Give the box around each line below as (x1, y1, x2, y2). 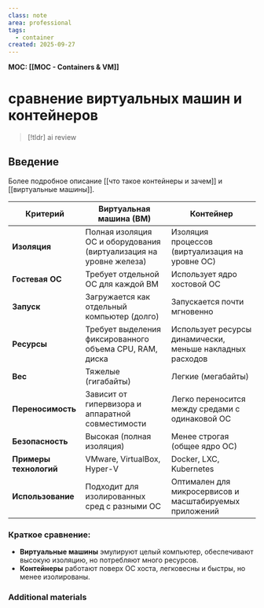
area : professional (8, 19, 72, 27)
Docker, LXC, (170, 453, 220, 464)
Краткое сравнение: (8, 529, 91, 540)
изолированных (85, 491, 146, 502)
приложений (170, 505, 220, 516)
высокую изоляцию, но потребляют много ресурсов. (19, 555, 199, 565)
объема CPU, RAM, (85, 343, 158, 354)
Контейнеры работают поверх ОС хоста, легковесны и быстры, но (19, 564, 246, 573)
